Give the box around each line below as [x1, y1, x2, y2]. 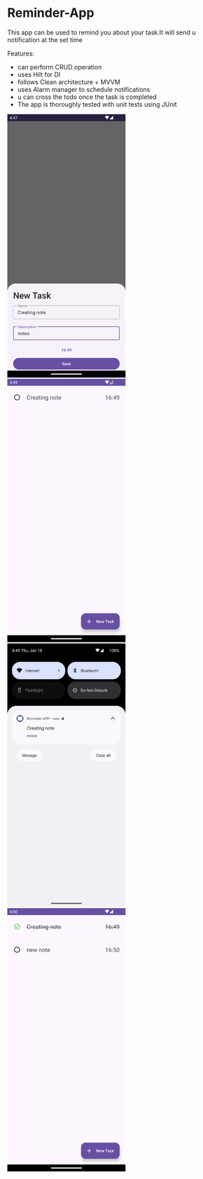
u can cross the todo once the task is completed [17, 93, 157, 101]
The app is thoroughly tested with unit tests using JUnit [17, 100, 177, 108]
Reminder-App [7, 5, 94, 21]
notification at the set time [7, 35, 83, 44]
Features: [7, 49, 35, 58]
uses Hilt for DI [17, 70, 61, 79]
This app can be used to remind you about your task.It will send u [7, 28, 196, 37]
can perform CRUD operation [17, 62, 102, 71]
